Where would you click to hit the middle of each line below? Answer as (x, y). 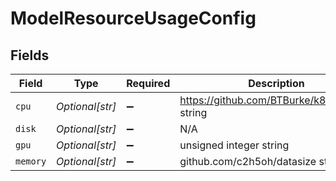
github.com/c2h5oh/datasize (248, 161)
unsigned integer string (234, 145)
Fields (30, 55)
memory (31, 161)
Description (276, 83)
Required (148, 83)
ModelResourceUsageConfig (133, 18)
